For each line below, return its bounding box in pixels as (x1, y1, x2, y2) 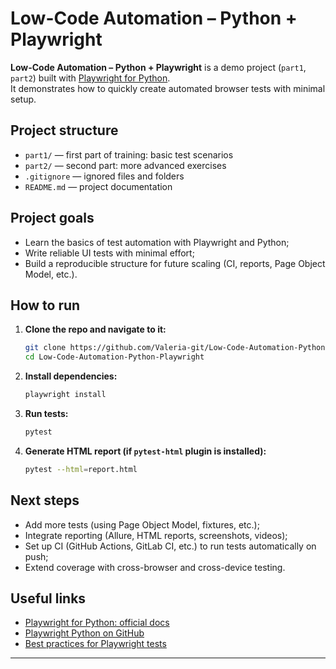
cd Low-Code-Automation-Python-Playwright (24, 352, 205, 362)
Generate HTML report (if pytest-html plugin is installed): (24, 445, 267, 457)
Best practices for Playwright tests (24, 638, 167, 650)
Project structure (10, 122, 119, 139)
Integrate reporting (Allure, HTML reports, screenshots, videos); (24, 529, 288, 541)
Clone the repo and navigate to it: (24, 323, 167, 336)
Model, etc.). (24, 268, 78, 280)
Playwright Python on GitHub (24, 627, 145, 639)
